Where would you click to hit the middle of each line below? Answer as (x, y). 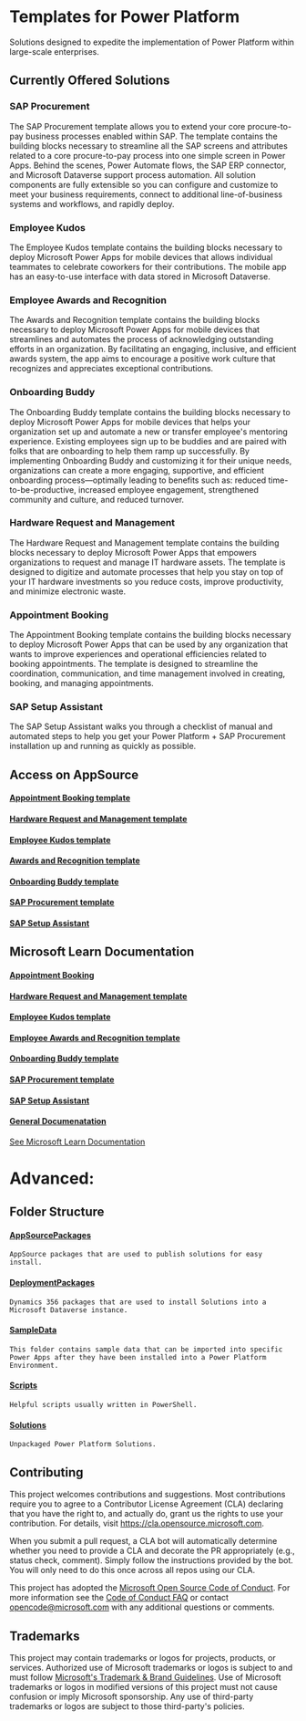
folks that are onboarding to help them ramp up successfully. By (130, 451)
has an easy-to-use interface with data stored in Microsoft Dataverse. (140, 276)
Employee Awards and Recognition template (95, 1038)
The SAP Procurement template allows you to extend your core (127, 126)
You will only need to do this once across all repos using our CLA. (133, 1570)
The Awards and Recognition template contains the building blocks (135, 320)
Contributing (46, 1472)
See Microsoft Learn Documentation (77, 1142)
